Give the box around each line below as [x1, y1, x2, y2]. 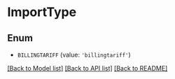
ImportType [7, 4, 77, 20]
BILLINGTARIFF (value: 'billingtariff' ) [17, 50, 131, 59]
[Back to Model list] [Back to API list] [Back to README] [7, 64, 168, 72]
